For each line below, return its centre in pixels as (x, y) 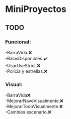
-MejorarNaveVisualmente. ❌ (34, 101)
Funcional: (18, 42)
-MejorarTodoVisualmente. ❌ (34, 107)
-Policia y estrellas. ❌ (26, 71)
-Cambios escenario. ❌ (28, 112)
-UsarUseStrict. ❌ (23, 65)
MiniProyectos (36, 9)
